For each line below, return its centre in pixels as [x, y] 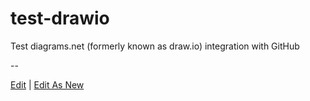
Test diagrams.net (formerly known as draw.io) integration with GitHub [155, 46]
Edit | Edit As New [47, 84]
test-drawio [60, 18]
